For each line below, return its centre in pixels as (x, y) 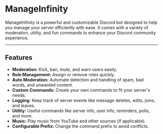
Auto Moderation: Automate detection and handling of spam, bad (78, 80)
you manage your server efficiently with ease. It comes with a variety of (77, 27)
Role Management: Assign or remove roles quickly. (64, 74)
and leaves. (24, 105)
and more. (22, 116)
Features (19, 58)
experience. (17, 38)
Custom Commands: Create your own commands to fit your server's (81, 90)
